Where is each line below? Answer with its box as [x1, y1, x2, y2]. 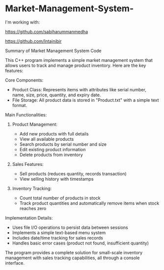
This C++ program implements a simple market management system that [5, 57, 153, 63]
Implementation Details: [5, 215, 53, 221]
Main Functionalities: [5, 111, 47, 118]
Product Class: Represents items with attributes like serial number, [12, 86, 146, 92]
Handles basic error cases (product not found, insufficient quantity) [12, 240, 149, 246]
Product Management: [12, 121, 58, 127]
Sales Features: [12, 161, 44, 167]
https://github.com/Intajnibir [5, 38, 62, 44]
